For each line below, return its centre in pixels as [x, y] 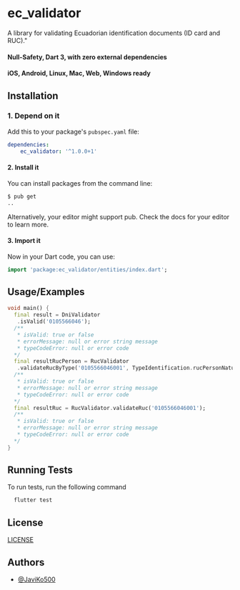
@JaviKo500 [36, 579]
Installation [33, 95]
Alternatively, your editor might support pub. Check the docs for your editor [119, 216]
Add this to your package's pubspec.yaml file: [73, 131]
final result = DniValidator [57, 315]
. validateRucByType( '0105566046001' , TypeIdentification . [105, 368]
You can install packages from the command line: [80, 183]
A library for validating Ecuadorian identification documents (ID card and [114, 33]
